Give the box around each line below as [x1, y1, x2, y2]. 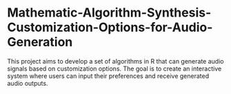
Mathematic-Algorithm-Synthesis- [7, 5, 212, 21]
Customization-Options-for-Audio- [7, 19, 213, 35]
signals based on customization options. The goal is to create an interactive [7, 64, 222, 73]
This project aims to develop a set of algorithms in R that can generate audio [7, 57, 224, 65]
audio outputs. [7, 79, 48, 87]
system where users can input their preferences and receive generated [7, 71, 210, 80]
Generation [7, 35, 73, 50]
